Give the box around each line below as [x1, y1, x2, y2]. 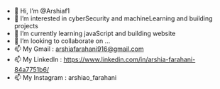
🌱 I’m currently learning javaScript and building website [13, 29, 176, 37]
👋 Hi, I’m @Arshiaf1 [13, 7, 70, 15]
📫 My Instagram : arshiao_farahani [13, 73, 117, 81]
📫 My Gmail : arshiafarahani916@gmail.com [13, 44, 144, 53]
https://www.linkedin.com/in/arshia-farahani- [63, 55, 196, 64]
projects [13, 22, 39, 30]
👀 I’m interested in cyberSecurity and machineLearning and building [13, 14, 213, 23]
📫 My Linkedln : [13, 55, 62, 64]
